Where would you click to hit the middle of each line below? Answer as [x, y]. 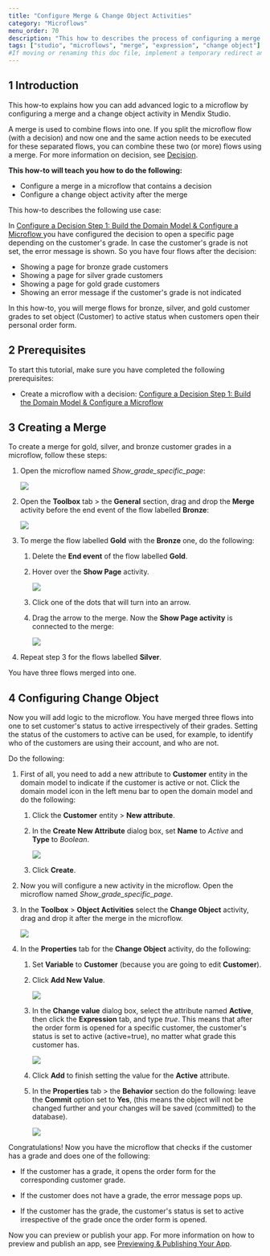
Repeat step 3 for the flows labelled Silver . [91, 657]
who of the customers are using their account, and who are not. [114, 743]
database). [50, 1117]
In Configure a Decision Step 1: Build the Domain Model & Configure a [123, 225]
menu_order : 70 [34, 31]
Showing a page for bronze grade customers [94, 267]
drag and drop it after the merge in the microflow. [101, 918]
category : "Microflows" [48, 23]
